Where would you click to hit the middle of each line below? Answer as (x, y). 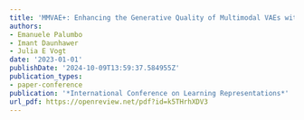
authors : (26, 26)
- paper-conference (46, 85)
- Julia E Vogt (38, 51)
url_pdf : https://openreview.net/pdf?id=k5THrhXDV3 (109, 102)
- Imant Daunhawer (44, 43)
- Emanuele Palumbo (46, 34)
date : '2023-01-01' (46, 60)
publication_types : (46, 77)
